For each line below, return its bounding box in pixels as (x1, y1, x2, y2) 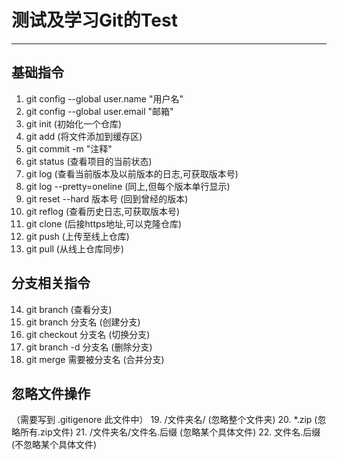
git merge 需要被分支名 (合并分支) (25, 353, 165, 365)
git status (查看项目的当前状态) (25, 155, 153, 167)
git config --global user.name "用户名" (25, 92, 184, 105)
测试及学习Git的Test (11, 9, 178, 32)
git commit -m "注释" (25, 142, 113, 155)
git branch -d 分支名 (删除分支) (25, 341, 153, 353)
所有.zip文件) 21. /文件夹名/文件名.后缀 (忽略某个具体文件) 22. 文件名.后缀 (19, 426, 321, 438)
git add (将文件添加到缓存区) (25, 130, 143, 142)
